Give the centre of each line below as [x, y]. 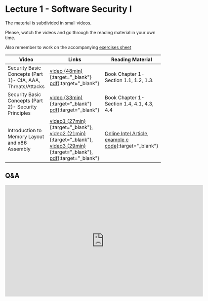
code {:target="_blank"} [131, 146]
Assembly [19, 149]
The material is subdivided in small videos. [48, 23]
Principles [19, 113]
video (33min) [66, 98]
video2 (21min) [68, 133]
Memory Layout [26, 136]
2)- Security [22, 106]
